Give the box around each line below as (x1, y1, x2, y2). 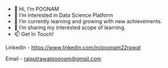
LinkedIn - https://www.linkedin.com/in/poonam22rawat (5, 44, 142, 51)
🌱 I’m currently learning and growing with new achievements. (14, 18, 162, 24)
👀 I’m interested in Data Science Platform (14, 12, 113, 19)
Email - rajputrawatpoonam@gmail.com (5, 55, 102, 62)
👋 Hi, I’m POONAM (14, 6, 59, 12)
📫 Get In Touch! (14, 31, 54, 37)
